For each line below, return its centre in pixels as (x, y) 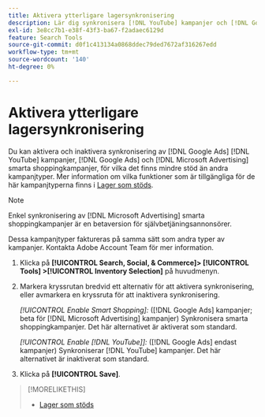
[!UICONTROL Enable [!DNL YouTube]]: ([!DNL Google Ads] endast (128, 342)
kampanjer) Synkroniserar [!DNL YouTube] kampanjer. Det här (120, 350)
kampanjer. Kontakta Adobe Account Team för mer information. (111, 247)
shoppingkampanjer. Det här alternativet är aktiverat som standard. (129, 326)
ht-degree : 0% (32, 67)
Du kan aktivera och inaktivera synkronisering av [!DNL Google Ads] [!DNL (129, 151)
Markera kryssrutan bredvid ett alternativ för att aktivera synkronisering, (137, 286)
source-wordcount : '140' (49, 60)
